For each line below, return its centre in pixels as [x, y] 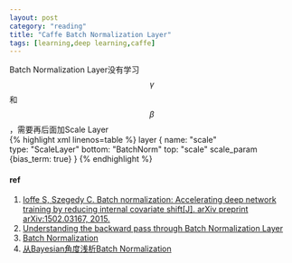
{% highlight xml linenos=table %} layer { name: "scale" [113, 140]
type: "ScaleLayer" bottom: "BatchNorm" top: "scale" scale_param [133, 149]
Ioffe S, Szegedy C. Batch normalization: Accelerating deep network [150, 200]
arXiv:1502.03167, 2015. [66, 219]
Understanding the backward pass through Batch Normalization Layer [152, 229]
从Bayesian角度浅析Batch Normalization [97, 249]
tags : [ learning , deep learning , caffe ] [82, 43]
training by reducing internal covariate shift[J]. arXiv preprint [135, 210]
